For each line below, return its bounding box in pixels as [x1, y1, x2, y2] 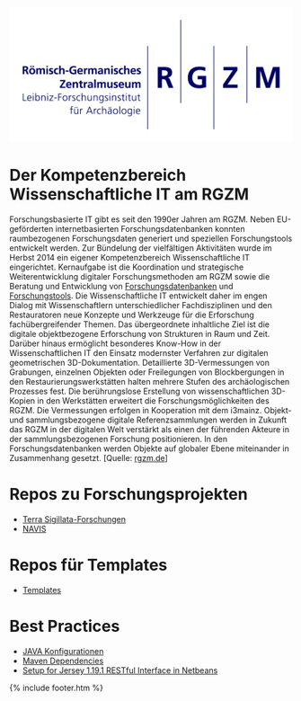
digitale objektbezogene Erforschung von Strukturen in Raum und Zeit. [9, 329, 270, 340]
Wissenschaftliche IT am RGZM [9, 184, 250, 205]
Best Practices [9, 617, 120, 636]
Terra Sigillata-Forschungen [22, 514, 127, 525]
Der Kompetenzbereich [9, 165, 187, 186]
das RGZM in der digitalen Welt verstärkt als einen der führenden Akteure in [9, 424, 290, 435]
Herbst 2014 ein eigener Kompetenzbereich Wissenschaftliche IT [9, 253, 250, 263]
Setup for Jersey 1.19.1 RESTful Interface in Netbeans [22, 664, 218, 676]
